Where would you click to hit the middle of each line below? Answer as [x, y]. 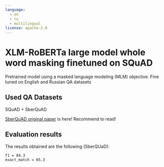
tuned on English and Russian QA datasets [48, 82]
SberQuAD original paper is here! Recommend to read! [61, 119]
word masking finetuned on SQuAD [79, 63]
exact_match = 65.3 [25, 160]
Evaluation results [34, 135]
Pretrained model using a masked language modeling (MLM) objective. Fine [82, 77]
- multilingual [25, 23]
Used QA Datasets [34, 98]
